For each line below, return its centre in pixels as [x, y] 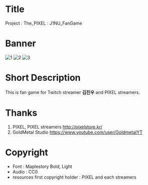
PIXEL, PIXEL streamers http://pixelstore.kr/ [57, 127]
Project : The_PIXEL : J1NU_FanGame [44, 23]
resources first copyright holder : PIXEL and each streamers [74, 177]
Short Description [43, 78]
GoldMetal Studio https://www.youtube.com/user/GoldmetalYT [78, 132]
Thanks [21, 113]
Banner [21, 43]
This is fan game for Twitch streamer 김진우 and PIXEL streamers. [73, 92]
